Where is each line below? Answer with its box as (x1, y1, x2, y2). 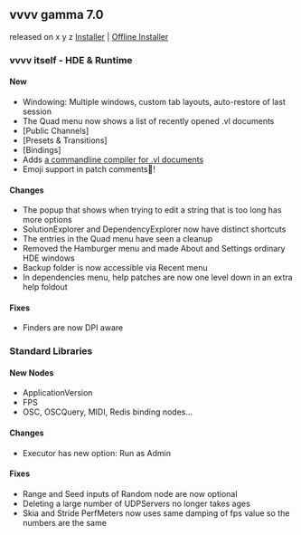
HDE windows (22, 253, 75, 263)
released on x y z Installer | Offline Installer (9, 31, 169, 42)
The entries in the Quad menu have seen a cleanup (22, 234, 213, 244)
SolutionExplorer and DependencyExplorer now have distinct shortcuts (22, 224, 287, 234)
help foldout (22, 282, 68, 292)
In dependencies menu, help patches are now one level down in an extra (22, 272, 293, 283)
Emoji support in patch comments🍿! (22, 163, 156, 175)
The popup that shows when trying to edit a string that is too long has (22, 205, 282, 215)
